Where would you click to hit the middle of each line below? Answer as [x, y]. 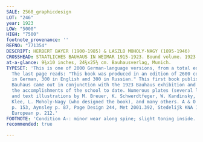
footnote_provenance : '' [37, 40]
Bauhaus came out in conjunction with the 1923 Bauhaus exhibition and [104, 85]
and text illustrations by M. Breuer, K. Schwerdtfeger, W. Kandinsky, [104, 96]
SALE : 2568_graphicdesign [39, 12]
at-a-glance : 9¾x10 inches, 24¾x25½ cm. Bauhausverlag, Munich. [89, 62]
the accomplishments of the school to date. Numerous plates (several [102, 91]
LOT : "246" [20, 18]
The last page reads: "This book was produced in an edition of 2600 [101, 74]
